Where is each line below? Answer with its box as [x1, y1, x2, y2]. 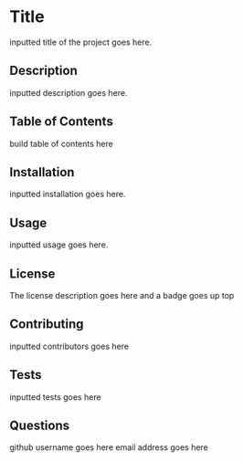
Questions [9, 418, 70, 434]
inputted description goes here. [9, 87, 128, 98]
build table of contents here [9, 138, 114, 149]
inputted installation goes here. [9, 189, 126, 200]
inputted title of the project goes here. [9, 37, 153, 47]
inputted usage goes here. [9, 239, 109, 250]
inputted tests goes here [9, 391, 102, 403]
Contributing [9, 317, 84, 332]
